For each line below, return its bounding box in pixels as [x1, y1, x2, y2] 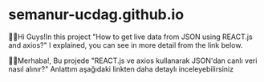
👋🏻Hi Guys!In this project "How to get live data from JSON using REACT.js [8, 32, 253, 41]
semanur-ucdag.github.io [8, 6, 185, 24]
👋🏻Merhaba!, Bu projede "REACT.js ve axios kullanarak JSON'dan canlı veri [8, 56, 258, 65]
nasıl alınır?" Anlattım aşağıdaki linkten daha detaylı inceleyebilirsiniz [8, 64, 234, 73]
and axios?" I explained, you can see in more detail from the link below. [8, 40, 243, 49]
